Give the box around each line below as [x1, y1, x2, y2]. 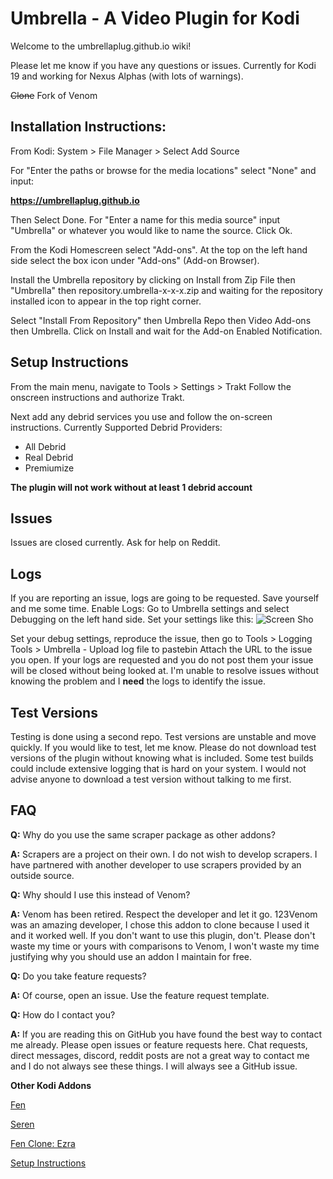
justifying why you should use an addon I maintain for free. [10, 950, 253, 962]
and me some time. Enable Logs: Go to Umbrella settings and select [10, 603, 290, 615]
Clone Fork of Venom [10, 89, 98, 101]
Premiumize [24, 462, 75, 474]
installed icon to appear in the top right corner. [10, 295, 202, 307]
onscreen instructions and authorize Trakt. [10, 391, 185, 403]
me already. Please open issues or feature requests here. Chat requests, [10, 1038, 308, 1051]
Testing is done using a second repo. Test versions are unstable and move [10, 731, 317, 742]
